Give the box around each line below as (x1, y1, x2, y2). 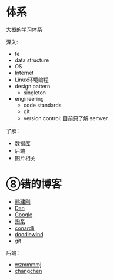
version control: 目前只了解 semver (23, 114, 108, 121)
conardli (14, 225, 35, 232)
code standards (23, 101, 62, 108)
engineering (14, 95, 44, 102)
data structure (14, 57, 49, 64)
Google (14, 210, 33, 218)
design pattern (14, 83, 51, 90)
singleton (23, 89, 46, 96)
